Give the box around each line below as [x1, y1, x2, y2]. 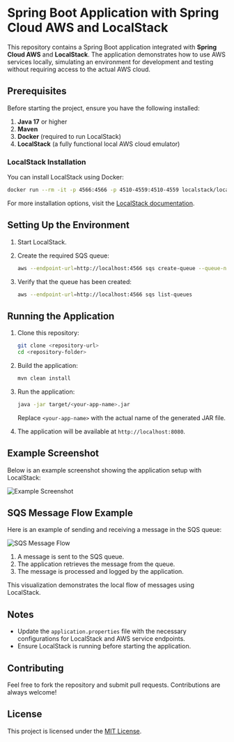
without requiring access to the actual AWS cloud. [7, 65, 151, 73]
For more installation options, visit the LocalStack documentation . [7, 199, 195, 207]
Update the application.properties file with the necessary [17, 627, 187, 636]
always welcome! [7, 688, 57, 697]
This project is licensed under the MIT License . [7, 727, 142, 735]
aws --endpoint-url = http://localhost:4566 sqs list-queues [17, 291, 193, 298]
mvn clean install [17, 375, 71, 382]
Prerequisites [7, 85, 67, 97]
